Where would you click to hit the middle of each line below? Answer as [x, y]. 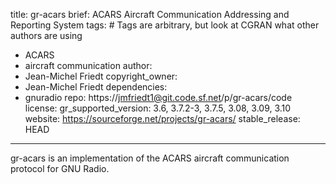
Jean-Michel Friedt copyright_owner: [101, 76]
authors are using [46, 35]
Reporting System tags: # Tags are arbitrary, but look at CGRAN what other [165, 25]
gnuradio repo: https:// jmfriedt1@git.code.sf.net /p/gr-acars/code [158, 97]
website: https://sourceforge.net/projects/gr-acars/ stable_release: [162, 118]
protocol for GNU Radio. [60, 168]
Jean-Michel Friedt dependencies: [96, 87]
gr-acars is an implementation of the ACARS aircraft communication [150, 158]
